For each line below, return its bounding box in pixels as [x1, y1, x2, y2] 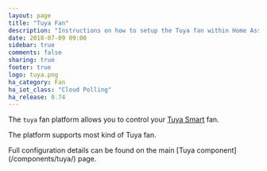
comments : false [8, 49, 62, 56]
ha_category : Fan [8, 78, 66, 86]
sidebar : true [8, 41, 56, 49]
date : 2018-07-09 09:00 [8, 33, 87, 42]
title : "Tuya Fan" [8, 19, 69, 27]
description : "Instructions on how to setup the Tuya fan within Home [8, 26, 247, 34]
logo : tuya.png [8, 71, 59, 79]
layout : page [8, 11, 52, 20]
